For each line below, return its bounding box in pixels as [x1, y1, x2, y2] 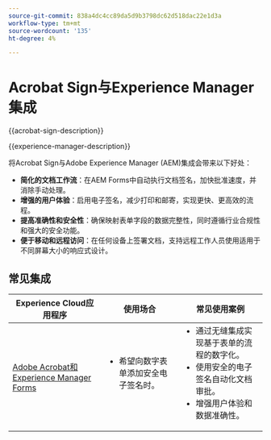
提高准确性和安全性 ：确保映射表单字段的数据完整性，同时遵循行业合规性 [19, 215, 261, 226]
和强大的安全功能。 [19, 226, 85, 235]
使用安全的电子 [195, 362, 252, 372]
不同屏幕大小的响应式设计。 [19, 246, 113, 255]
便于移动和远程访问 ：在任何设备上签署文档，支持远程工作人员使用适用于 [19, 235, 261, 246]
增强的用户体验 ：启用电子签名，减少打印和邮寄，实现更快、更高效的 [19, 195, 247, 205]
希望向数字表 [119, 355, 168, 367]
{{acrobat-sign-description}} [8, 126, 104, 135]
